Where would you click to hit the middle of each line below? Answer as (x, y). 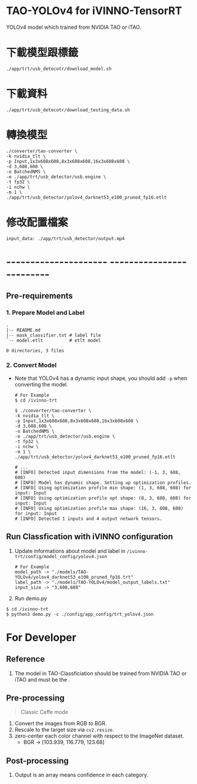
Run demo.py (31, 598)
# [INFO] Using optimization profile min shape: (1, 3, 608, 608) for (103, 488)
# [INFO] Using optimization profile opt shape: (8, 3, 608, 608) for (103, 498)
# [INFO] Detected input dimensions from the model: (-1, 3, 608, (98, 472)
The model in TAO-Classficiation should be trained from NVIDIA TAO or (101, 673)
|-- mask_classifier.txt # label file (54, 335)
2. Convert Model (31, 365)
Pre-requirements (40, 296)
